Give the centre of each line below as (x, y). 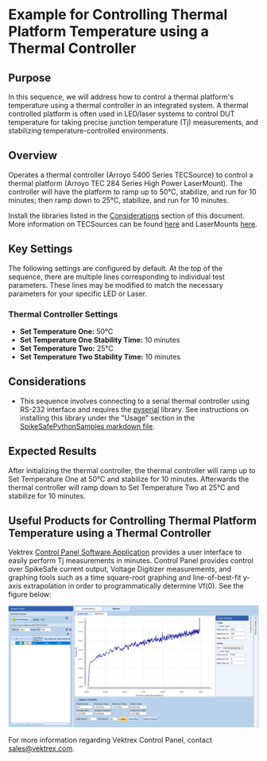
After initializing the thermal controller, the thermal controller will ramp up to (132, 470)
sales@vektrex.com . (41, 748)
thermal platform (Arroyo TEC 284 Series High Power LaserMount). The (126, 183)
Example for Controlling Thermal (118, 15)
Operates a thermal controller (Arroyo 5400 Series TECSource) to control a (131, 175)
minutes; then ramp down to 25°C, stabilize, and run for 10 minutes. (118, 200)
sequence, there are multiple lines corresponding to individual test (116, 277)
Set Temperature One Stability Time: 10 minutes (100, 340)
